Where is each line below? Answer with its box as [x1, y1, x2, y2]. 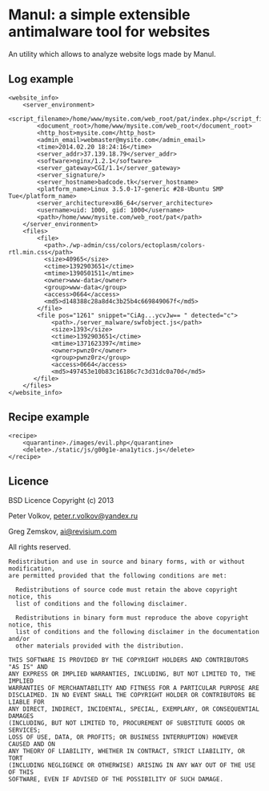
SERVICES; [8, 726, 42, 735]
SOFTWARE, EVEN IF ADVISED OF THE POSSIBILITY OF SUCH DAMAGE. [8, 776, 224, 784]
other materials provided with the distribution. [15, 642, 184, 651]
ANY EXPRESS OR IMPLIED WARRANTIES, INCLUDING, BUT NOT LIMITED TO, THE [8, 670, 256, 679]
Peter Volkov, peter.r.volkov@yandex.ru [8, 511, 139, 521]
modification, [8, 565, 56, 573]
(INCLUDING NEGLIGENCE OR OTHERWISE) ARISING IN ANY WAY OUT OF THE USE [8, 761, 256, 769]
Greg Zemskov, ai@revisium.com [8, 527, 118, 537]
